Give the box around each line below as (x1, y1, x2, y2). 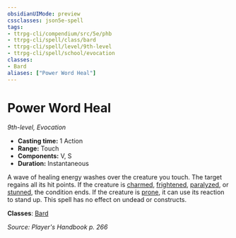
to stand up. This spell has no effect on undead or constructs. (7, 196, 187, 204)
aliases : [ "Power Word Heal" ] (7, 69, 97, 76)
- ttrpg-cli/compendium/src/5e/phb (7, 30, 112, 37)
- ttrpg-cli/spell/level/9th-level (7, 43, 112, 50)
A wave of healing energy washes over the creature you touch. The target (7, 173, 223, 182)
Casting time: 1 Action (17, 137, 83, 145)
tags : (7, 23, 23, 30)
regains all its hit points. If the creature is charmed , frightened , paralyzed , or (7, 181, 229, 189)
